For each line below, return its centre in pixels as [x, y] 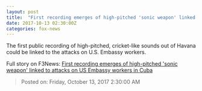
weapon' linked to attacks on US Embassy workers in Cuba [80, 71]
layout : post [23, 12]
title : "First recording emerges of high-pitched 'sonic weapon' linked [101, 17]
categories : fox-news [33, 29]
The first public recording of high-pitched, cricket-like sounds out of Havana [101, 46]
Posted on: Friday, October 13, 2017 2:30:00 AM [80, 82]
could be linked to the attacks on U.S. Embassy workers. [76, 52]
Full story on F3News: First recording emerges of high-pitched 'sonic [92, 64]
